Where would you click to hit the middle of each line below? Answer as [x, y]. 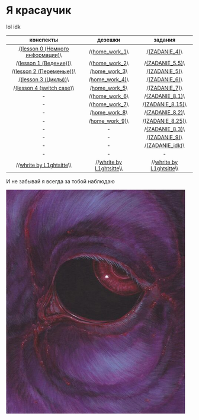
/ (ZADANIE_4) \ [165, 52]
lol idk [13, 27]
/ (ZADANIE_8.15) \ [165, 104]
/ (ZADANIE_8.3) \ [165, 129]
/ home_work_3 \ [109, 71]
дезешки [108, 40]
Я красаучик [39, 10]
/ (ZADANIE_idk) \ [164, 145]
